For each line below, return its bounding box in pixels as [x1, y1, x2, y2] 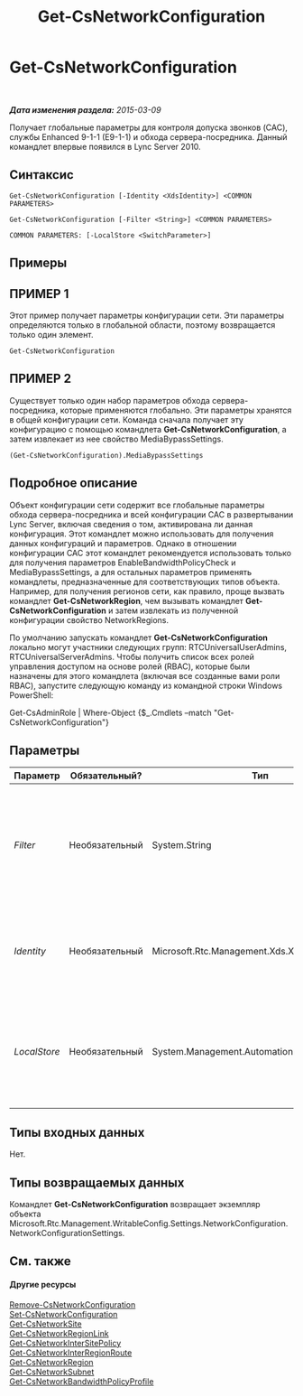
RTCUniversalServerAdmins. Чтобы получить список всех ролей [9, 651, 254, 662]
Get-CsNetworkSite [9, 1318, 83, 1329]
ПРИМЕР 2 [9, 371, 72, 386]
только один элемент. [9, 329, 94, 340]
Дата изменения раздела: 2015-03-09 [9, 104, 161, 115]
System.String [151, 839, 212, 852]
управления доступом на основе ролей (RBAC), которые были [9, 661, 251, 672]
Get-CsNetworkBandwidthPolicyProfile [9, 1375, 154, 1387]
